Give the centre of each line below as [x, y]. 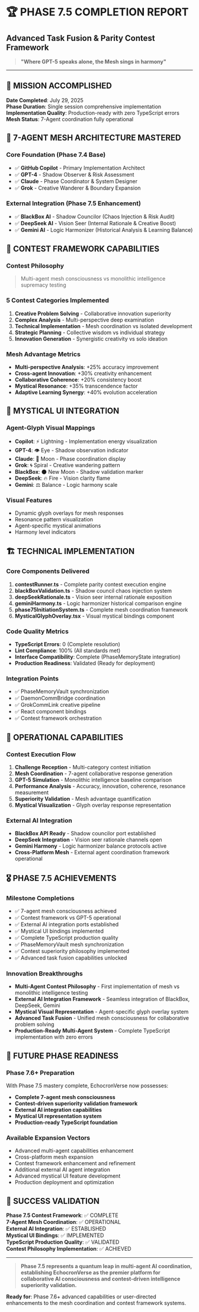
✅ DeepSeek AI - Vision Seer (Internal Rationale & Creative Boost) [95, 223]
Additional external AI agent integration [62, 1170]
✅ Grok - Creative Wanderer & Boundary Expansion [78, 188]
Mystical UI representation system [58, 1116]
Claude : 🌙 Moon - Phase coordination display [70, 458]
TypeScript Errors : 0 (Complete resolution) [67, 644]
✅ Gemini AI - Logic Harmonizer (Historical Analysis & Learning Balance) [104, 229]
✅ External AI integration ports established [67, 924]
